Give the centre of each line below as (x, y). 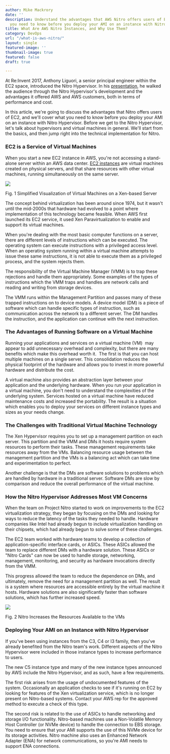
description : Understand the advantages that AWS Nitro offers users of (83, 19)
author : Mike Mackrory (29, 10)
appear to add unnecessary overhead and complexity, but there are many (82, 348)
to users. (14, 657)
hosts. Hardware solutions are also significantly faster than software (76, 592)
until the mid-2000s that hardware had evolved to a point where (72, 208)
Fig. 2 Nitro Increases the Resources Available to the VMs (65, 617)
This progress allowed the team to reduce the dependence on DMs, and (80, 576)
